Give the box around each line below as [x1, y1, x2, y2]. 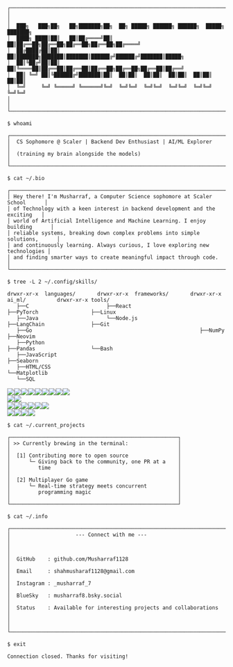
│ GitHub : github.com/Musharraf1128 [7, 556, 129, 563]
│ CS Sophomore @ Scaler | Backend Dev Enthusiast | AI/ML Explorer [7, 138, 213, 145]
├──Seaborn [7, 357, 39, 364]
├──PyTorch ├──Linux [7, 309, 116, 316]
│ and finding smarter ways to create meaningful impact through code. [7, 254, 218, 261]
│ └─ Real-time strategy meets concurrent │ [7, 483, 182, 490]
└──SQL [16, 376, 36, 383]
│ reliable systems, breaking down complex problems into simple [7, 230, 200, 236]
